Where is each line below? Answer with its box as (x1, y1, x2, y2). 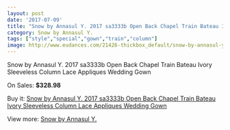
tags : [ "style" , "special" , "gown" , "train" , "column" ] (7, 36, 157, 42)
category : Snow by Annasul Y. (7, 29, 94, 36)
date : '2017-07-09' (7, 16, 63, 23)
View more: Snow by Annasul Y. (7, 115, 97, 123)
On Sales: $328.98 (7, 81, 62, 89)
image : (7, 42, 26, 49)
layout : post (7, 10, 44, 17)
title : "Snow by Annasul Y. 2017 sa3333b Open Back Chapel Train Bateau (7, 23, 219, 29)
